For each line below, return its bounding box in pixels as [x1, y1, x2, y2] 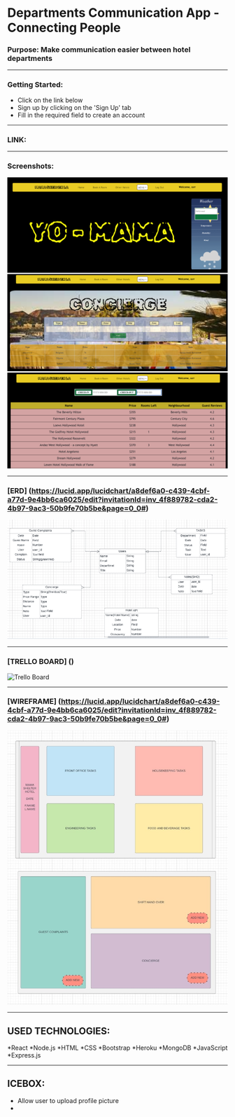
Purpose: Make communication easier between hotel [7, 45, 191, 55]
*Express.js [7, 1050, 41, 1059]
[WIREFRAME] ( [7, 697, 62, 707]
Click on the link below [17, 96, 83, 104]
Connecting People [7, 20, 121, 36]
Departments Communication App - [7, 5, 220, 21]
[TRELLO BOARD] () [7, 657, 75, 667]
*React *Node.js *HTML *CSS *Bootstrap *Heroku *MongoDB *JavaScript [7, 1043, 228, 1052]
